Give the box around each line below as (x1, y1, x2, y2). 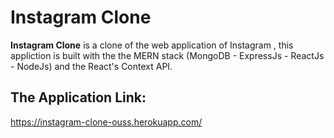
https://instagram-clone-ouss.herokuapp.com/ (10, 116, 203, 128)
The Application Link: (10, 89, 147, 106)
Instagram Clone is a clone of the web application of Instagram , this (10, 39, 294, 51)
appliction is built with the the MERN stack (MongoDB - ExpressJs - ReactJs (10, 49, 325, 61)
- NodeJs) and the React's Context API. (10, 60, 173, 72)
